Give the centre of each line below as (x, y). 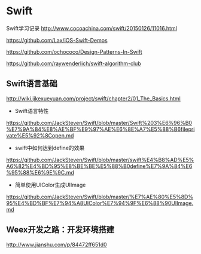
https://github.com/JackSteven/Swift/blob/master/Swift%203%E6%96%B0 (99, 123)
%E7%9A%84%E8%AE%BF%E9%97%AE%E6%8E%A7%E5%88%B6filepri (100, 129)
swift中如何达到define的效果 (50, 148)
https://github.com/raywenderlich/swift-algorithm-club (74, 63)
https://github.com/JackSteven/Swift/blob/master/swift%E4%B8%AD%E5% (100, 160)
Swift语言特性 (32, 111)
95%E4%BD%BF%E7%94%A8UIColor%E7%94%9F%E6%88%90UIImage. (100, 203)
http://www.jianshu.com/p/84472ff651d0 (57, 244)
